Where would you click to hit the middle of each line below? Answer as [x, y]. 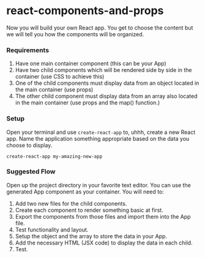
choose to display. [29, 145]
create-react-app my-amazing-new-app [54, 156]
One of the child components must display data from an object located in [107, 83]
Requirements [28, 50]
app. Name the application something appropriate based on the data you [98, 138]
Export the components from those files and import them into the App [103, 216]
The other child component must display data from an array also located [106, 96]
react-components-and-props [85, 11]
